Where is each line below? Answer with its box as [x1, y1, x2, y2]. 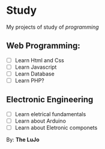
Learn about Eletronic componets [14, 124, 98, 131]
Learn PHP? [14, 77, 44, 84]
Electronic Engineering [6, 95, 94, 105]
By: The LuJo [6, 136, 40, 143]
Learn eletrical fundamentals [14, 110, 86, 117]
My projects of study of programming [6, 23, 99, 31]
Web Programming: [6, 41, 81, 51]
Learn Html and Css [14, 56, 64, 63]
